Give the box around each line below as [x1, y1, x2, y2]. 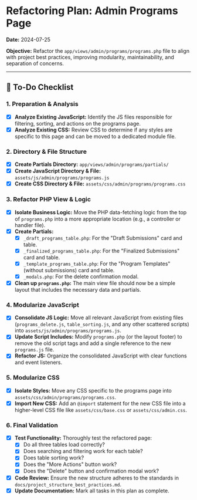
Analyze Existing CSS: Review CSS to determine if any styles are [14, 126, 173, 133]
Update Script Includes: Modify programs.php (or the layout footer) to [14, 333, 183, 340]
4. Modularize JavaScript [6, 300, 79, 309]
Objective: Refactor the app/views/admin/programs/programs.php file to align [6, 47, 189, 54]
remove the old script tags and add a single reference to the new [14, 340, 171, 347]
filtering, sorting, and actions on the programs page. [14, 120, 141, 127]
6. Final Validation [6, 421, 59, 429]
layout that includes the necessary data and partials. [14, 286, 141, 293]
